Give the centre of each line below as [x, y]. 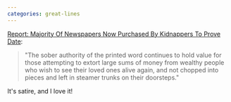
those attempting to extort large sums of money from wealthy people [124, 62]
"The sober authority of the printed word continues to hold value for [123, 55]
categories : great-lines [44, 14]
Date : [15, 41]
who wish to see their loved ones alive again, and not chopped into [121, 70]
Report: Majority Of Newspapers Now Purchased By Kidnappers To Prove [114, 34]
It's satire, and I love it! [40, 91]
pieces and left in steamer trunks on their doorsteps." [102, 77]
